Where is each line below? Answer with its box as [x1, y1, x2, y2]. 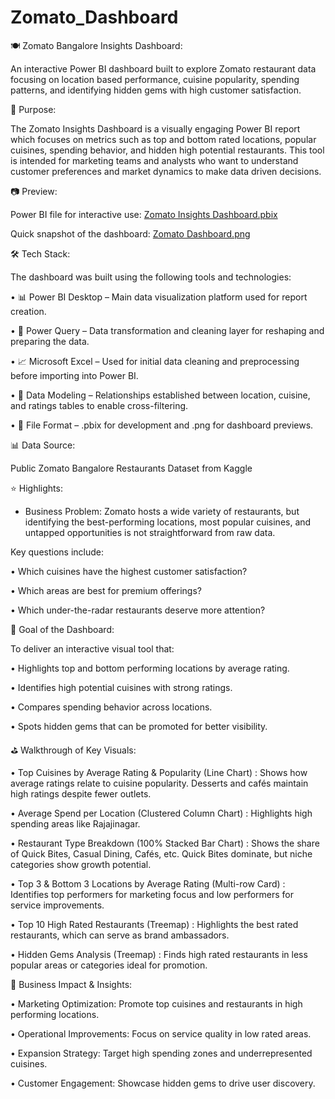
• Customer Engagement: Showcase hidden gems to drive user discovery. [10, 1077, 316, 1089]
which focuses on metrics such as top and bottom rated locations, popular [10, 133, 317, 145]
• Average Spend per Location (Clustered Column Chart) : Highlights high [10, 807, 313, 819]
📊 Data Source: [10, 439, 76, 451]
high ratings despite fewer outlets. [10, 787, 152, 800]
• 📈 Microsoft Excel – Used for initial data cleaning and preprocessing [10, 355, 300, 367]
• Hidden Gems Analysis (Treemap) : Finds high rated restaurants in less [10, 948, 308, 960]
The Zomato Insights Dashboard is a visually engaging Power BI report [10, 122, 301, 135]
